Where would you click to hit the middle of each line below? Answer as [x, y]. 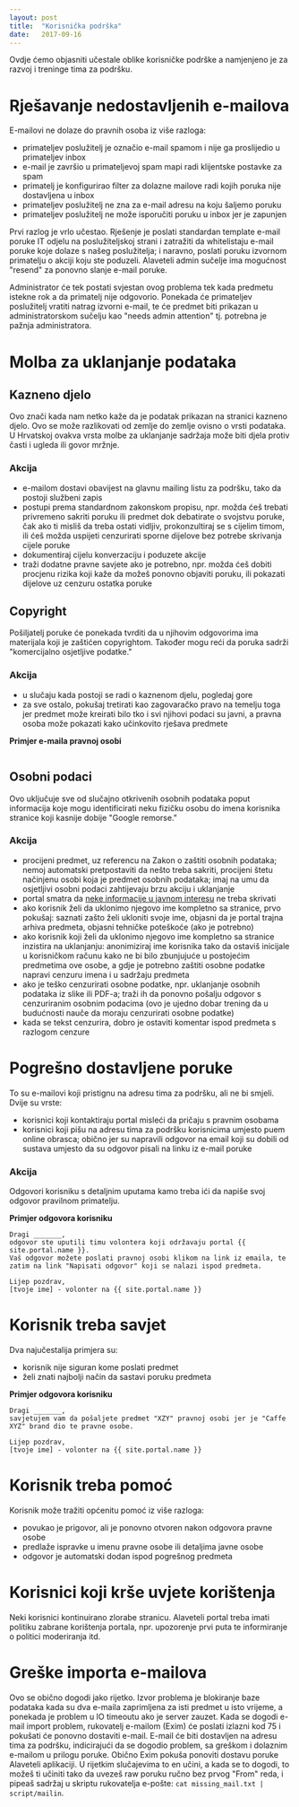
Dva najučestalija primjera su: [64, 1350]
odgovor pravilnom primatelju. [65, 1201]
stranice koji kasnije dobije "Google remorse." [93, 817]
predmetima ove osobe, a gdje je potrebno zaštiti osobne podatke [144, 965]
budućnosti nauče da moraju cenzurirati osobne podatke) [128, 1013]
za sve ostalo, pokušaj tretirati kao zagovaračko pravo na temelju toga [151, 704]
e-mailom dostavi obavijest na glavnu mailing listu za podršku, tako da [152, 488]
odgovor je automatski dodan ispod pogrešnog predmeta [127, 1556]
